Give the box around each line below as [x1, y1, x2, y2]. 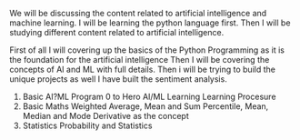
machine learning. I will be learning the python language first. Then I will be [9, 17, 291, 28]
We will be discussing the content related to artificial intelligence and [9, 8, 267, 18]
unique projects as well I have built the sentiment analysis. [9, 74, 227, 85]
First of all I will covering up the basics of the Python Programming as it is [9, 45, 285, 55]
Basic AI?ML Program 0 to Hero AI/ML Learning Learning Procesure [22, 91, 276, 102]
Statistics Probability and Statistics [22, 120, 153, 131]
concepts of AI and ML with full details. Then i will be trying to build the [9, 64, 275, 75]
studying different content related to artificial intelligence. [9, 27, 225, 37]
